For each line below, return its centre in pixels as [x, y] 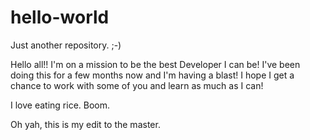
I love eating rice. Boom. [60, 105]
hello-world [60, 17]
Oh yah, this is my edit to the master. [85, 124]
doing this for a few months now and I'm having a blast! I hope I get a [152, 75]
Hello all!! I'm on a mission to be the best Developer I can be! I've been [155, 64]
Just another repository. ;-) [66, 45]
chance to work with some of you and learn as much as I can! [137, 85]
